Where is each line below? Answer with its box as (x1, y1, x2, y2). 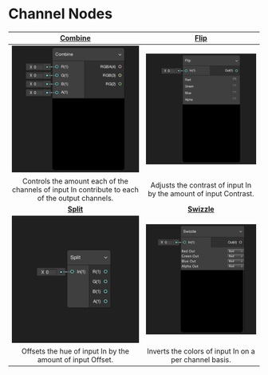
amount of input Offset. (37, 355, 114, 365)
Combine (59, 34, 92, 43)
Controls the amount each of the (22, 176, 129, 186)
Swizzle (187, 204, 215, 214)
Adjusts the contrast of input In (150, 180, 252, 190)
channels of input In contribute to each (11, 184, 140, 194)
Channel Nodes (8, 5, 113, 23)
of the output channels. (37, 193, 114, 203)
